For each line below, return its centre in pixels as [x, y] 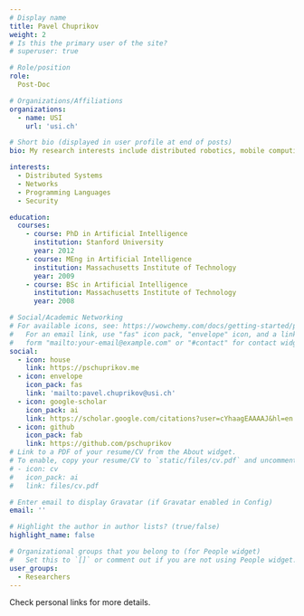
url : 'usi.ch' [52, 126]
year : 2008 [54, 301]
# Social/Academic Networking [66, 317]
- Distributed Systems [60, 175]
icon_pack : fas [54, 385]
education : [30, 217]
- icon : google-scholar [62, 402]
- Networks [38, 184]
